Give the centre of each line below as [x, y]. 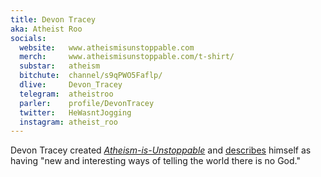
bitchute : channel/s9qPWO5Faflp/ [91, 76]
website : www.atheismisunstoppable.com [107, 47]
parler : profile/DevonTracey [87, 103]
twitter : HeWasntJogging [75, 112]
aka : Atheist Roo [46, 29]
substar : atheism [60, 66]
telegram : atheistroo [66, 94]
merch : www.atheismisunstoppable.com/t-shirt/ [127, 57]
